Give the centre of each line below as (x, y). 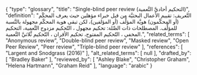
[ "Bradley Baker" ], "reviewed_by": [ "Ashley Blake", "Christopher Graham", (98, 59)
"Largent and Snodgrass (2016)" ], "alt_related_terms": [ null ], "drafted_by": (99, 53)
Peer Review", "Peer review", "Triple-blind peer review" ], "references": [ (94, 47)
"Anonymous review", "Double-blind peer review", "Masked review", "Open (97, 40)
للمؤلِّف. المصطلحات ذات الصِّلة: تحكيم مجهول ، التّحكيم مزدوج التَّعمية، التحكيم (91, 28)
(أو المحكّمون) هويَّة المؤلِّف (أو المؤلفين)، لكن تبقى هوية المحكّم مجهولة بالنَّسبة (92, 22)
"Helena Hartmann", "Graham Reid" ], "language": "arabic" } (79, 66)
